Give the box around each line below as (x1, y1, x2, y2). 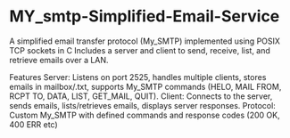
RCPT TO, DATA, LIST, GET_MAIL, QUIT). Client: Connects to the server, (9, 91, 273, 101)
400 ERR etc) (9, 118, 58, 130)
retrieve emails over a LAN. (9, 54, 109, 65)
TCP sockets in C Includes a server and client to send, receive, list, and (9, 45, 270, 55)
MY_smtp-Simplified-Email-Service (9, 6, 280, 27)
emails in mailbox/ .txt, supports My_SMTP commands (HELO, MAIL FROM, (9, 81, 282, 92)
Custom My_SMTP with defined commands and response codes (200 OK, (9, 110, 280, 120)
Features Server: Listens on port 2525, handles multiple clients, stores (9, 71, 267, 82)
